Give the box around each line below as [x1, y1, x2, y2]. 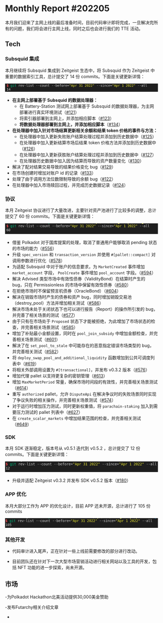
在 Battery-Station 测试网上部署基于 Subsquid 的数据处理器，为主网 [19, 103, 154, 109]
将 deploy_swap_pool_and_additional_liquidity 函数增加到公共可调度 [12, 355, 151, 361]
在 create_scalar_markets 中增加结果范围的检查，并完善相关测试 [12, 415, 142, 421]
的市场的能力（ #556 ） [12, 246, 57, 251]
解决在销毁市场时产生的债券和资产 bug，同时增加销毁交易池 [12, 294, 132, 300]
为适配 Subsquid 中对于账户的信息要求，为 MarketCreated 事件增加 [12, 263, 145, 269]
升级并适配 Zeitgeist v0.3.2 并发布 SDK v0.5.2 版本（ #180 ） [12, 477, 131, 483]
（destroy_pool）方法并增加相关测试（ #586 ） [12, 300, 104, 306]
